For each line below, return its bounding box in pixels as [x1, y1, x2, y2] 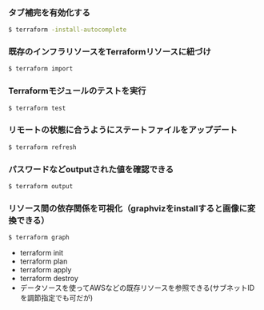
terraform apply [19, 265, 72, 275]
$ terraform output [8, 182, 74, 190]
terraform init [19, 248, 64, 258]
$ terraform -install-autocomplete [8, 26, 127, 34]
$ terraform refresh [8, 143, 78, 151]
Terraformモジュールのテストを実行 [8, 86, 146, 97]
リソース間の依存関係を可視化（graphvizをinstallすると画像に [8, 203, 248, 214]
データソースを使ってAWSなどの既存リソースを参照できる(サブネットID [19, 283, 255, 293]
